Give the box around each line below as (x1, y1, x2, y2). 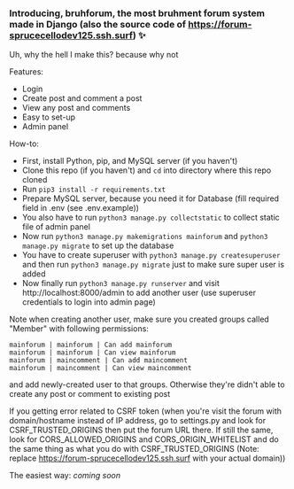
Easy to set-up (21, 112, 76, 122)
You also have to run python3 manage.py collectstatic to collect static (21, 212, 281, 223)
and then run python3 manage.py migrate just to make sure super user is (21, 260, 285, 270)
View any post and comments (21, 103, 131, 113)
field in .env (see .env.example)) (21, 203, 140, 213)
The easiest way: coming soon (9, 470, 121, 481)
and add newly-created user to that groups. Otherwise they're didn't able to (9, 379, 285, 390)
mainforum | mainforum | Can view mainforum (9, 348, 176, 357)
